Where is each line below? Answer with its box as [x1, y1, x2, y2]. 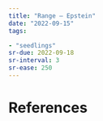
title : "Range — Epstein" [8, 11, 96, 20]
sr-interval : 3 [8, 56, 60, 65]
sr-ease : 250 [8, 64, 53, 73]
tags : [8, 27, 27, 35]
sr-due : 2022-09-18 [8, 49, 75, 57]
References [8, 98, 88, 117]
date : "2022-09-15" [8, 19, 75, 27]
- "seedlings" [8, 41, 57, 49]
